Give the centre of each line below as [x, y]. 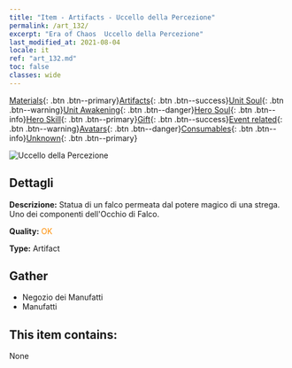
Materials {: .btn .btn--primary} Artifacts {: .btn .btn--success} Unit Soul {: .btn [147, 100]
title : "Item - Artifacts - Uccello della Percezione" [112, 17]
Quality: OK [31, 231]
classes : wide [35, 75]
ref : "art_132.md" [43, 59]
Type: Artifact [35, 248]
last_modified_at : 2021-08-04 [65, 42]
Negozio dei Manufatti [62, 297]
